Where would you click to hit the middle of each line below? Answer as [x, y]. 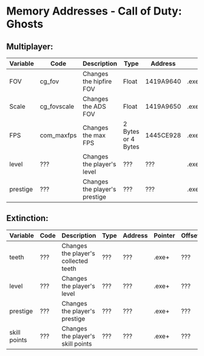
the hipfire [97, 81]
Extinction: [27, 218]
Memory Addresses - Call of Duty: [94, 11]
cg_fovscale [57, 106]
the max [94, 135]
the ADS [94, 106]
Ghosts [25, 24]
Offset [190, 235]
